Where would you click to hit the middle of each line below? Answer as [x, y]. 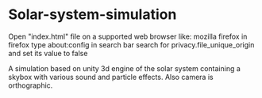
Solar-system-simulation [92, 15]
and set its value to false [48, 53]
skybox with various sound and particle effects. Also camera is [111, 77]
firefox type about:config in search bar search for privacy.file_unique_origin [131, 44]
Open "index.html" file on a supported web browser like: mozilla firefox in [128, 36]
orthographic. [31, 85]
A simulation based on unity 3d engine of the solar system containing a [124, 68]
